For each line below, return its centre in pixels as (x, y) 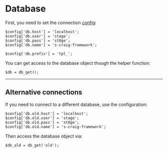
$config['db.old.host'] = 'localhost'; (47, 113)
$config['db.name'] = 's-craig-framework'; (51, 45)
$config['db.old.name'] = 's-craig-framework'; (56, 127)
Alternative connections (44, 93)
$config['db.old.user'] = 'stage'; (42, 118)
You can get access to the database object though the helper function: (78, 63)
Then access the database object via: (44, 136)
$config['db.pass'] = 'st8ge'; (38, 41)
